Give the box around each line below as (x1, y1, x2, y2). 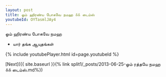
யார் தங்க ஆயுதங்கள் (12, 41, 54, 47)
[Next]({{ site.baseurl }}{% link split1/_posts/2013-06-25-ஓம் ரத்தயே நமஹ (5, 61, 161, 67)
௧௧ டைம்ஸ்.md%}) (5, 67, 43, 73)
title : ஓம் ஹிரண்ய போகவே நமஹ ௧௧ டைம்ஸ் (5, 12, 95, 17)
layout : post (5, 7, 33, 13)
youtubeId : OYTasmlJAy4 (5, 17, 56, 22)
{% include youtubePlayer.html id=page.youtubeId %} (5, 52, 119, 58)
